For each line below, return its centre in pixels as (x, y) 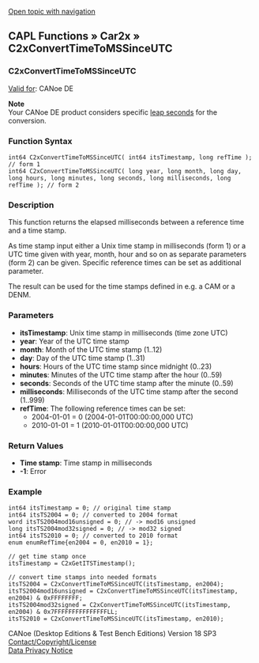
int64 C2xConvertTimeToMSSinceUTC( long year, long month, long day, (125, 171)
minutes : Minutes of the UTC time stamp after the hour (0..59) (121, 374)
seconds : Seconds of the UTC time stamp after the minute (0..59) (127, 383)
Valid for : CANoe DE (41, 88)
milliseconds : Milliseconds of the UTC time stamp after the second (129, 392)
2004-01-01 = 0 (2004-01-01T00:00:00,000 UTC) (112, 417)
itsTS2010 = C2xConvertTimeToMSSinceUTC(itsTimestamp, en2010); (116, 619)
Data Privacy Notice (41, 650)
